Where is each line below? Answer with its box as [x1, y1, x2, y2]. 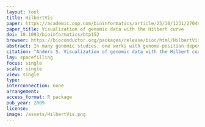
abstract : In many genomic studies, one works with [6, 43, 140, 49]
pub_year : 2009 [6, 100, 45, 106]
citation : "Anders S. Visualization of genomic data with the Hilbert [6, 49, 190, 55]
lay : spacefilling [6, 54, 53, 60]
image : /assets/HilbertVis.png [6, 111, 86, 117]
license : [6, 105, 29, 112]
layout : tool [6, 9, 40, 15]
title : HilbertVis [6, 15, 53, 21]
